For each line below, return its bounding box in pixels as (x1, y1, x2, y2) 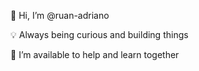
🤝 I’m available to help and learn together (10, 49, 180, 60)
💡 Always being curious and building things (10, 29, 189, 40)
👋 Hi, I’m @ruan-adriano (10, 10, 110, 21)
